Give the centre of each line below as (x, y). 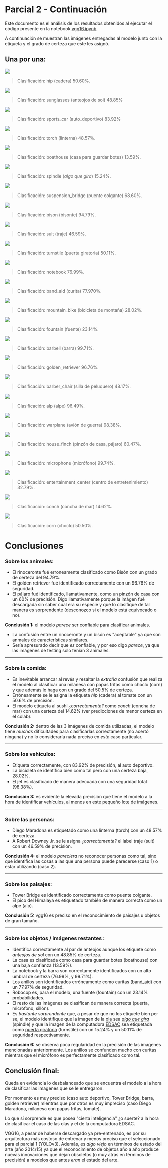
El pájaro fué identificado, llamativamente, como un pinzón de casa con (86, 594)
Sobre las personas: (30, 819)
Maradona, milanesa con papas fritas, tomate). (53, 1108)
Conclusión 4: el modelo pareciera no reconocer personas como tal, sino (81, 856)
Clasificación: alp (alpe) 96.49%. (51, 406)
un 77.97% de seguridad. (38, 987)
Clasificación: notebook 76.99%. (51, 272)
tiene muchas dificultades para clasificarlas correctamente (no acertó (77, 731)
